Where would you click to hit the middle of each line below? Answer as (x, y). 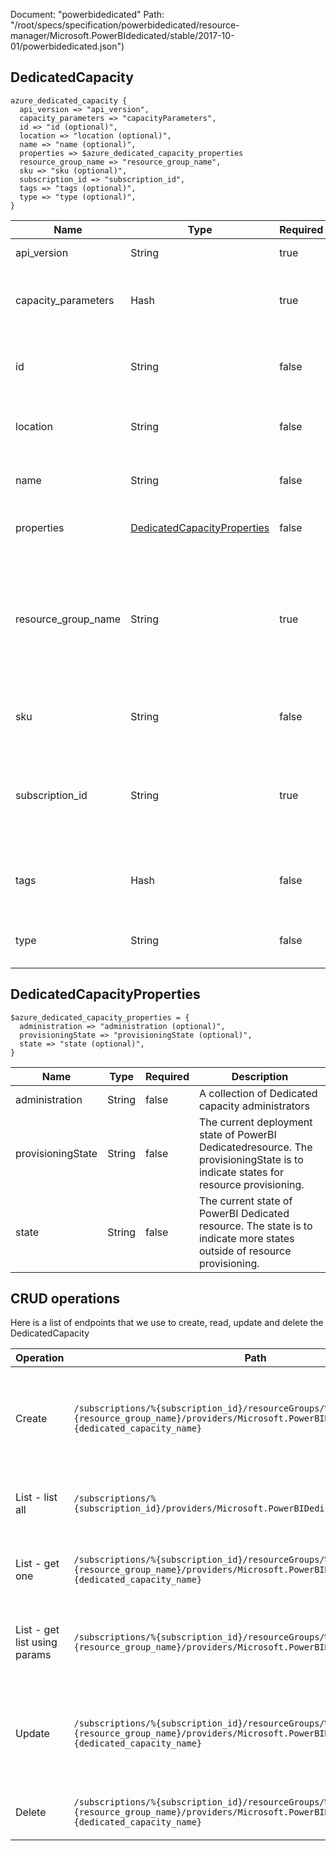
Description (260, 1076)
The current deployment (255, 1122)
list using (36, 1642)
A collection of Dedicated (258, 1093)
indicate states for (241, 1172)
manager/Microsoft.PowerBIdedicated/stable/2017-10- (122, 35)
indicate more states (246, 1238)
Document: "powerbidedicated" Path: (87, 14)
